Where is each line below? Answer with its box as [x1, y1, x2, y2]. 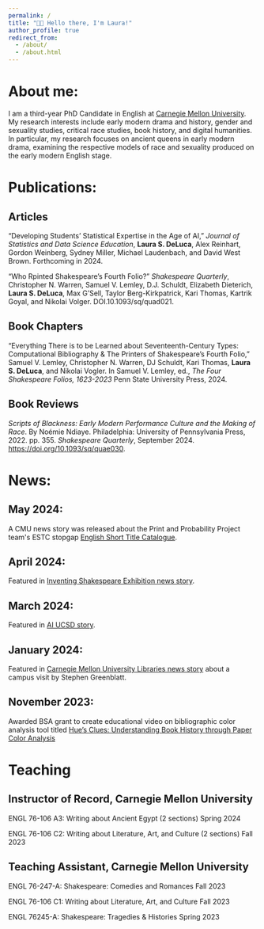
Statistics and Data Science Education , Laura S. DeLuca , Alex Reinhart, [8, 239, 241, 249]
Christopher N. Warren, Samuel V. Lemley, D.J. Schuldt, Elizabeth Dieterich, [8, 280, 254, 289]
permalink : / [8, 11, 51, 20]
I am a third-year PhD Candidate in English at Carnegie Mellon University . [8, 109, 247, 118]
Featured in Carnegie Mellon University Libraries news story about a [8, 664, 231, 673]
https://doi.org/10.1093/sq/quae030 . [8, 444, 126, 453]
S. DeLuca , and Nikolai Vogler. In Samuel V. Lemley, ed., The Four [8, 366, 221, 375]
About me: [8, 82, 79, 101]
